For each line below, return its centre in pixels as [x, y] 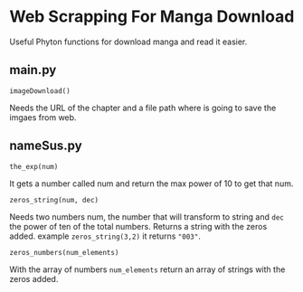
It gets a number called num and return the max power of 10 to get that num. [151, 184]
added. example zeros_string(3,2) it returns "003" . [105, 236]
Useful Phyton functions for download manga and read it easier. [128, 42]
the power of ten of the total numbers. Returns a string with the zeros [138, 226]
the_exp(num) [34, 166]
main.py [33, 70]
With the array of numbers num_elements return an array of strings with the [147, 269]
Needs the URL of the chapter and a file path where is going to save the [143, 108]
